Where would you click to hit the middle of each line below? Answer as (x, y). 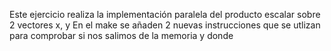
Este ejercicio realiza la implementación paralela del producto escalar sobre (165, 14)
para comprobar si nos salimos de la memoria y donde (121, 35)
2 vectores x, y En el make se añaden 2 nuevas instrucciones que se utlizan (165, 25)
